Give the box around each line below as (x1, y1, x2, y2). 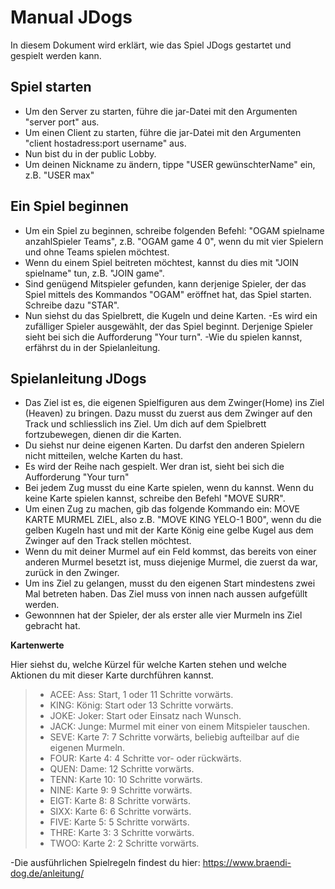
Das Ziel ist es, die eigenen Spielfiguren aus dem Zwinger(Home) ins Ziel (24, 397, 325, 409)
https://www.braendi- (202, 857, 292, 869)
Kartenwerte (10, 639, 65, 651)
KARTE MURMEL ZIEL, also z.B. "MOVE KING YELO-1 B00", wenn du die (24, 514, 322, 526)
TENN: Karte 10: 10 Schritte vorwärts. (49, 774, 203, 786)
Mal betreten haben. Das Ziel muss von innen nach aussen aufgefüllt (24, 588, 308, 600)
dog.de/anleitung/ (10, 867, 85, 880)
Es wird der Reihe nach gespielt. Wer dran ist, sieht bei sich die (24, 461, 285, 473)
